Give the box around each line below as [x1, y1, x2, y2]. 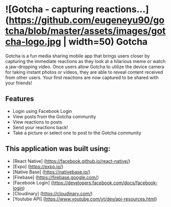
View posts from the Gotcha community [12, 113, 96, 120]
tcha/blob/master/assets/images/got [5, 25, 166, 37]
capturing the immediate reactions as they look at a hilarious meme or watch [5, 58, 166, 64]
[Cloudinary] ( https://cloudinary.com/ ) [12, 190, 93, 196]
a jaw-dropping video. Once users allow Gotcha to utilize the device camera [5, 64, 164, 70]
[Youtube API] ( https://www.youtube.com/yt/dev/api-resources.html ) [12, 196, 157, 202]
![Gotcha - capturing [5, 4, 94, 15]
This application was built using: [5, 144, 110, 153]
